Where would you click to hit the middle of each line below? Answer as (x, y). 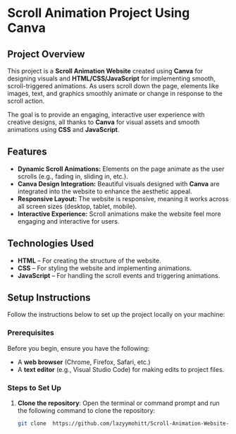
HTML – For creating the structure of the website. (89, 260)
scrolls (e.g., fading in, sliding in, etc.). (73, 176)
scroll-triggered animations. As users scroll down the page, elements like (113, 86)
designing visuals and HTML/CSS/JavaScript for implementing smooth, (112, 78)
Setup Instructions (49, 298)
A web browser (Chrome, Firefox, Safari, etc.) (84, 362)
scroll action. (26, 101)
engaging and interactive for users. (68, 221)
